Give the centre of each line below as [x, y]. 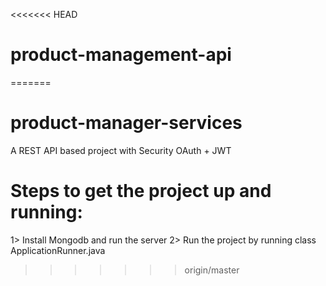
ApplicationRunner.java [58, 250]
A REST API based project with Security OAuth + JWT [121, 150]
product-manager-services [126, 123]
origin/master [212, 270]
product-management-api [121, 55]
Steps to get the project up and [141, 191]
